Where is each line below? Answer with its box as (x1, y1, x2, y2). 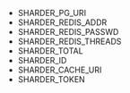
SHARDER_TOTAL (17, 46, 83, 56)
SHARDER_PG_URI (17, 8, 87, 18)
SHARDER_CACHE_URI (17, 64, 102, 75)
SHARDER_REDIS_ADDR (17, 17, 108, 28)
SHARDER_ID (17, 55, 67, 65)
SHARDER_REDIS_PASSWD (17, 27, 119, 37)
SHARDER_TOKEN (17, 74, 85, 84)
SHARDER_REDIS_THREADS (17, 36, 122, 46)
